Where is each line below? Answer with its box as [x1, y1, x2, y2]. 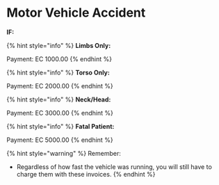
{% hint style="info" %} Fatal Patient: [6, 122, 115, 130]
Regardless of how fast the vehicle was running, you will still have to [16, 162, 213, 171]
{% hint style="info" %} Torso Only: [6, 68, 111, 77]
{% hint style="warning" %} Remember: [6, 149, 121, 157]
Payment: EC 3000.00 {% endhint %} [6, 108, 114, 117]
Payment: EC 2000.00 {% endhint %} [6, 81, 114, 90]
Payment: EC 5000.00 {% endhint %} [6, 136, 113, 144]
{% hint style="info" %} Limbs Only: [6, 41, 111, 49]
